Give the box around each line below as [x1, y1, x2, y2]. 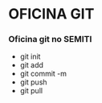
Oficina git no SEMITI [8, 34, 92, 45]
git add [19, 60, 44, 70]
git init [19, 51, 41, 61]
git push [19, 77, 47, 87]
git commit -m [19, 69, 67, 79]
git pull [19, 86, 43, 96]
